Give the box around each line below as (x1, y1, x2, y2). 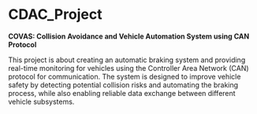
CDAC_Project (8, 6, 102, 24)
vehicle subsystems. (8, 97, 75, 106)
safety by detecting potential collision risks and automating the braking (8, 80, 239, 90)
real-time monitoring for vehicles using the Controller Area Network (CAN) (8, 63, 250, 72)
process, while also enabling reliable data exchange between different (8, 88, 236, 97)
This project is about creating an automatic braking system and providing (8, 55, 246, 64)
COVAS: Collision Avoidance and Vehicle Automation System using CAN (8, 31, 250, 41)
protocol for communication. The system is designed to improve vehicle (8, 72, 241, 81)
